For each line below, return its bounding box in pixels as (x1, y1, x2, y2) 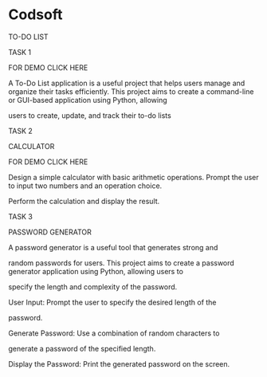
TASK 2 (8, 126, 33, 135)
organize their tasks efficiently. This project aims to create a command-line (8, 86, 254, 96)
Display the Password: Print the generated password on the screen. (8, 359, 230, 368)
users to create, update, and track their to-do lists (8, 110, 171, 120)
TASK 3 (8, 211, 33, 221)
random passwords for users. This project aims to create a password (8, 257, 235, 268)
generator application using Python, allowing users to (8, 266, 183, 276)
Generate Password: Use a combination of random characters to (8, 328, 220, 338)
